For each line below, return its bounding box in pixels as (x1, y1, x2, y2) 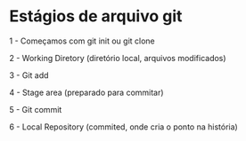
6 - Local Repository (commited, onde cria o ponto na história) (9, 121, 238, 132)
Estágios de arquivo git (9, 6, 183, 27)
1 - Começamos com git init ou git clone (9, 35, 156, 46)
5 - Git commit (9, 104, 62, 114)
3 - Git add (9, 69, 49, 81)
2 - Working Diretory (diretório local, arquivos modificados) (9, 52, 226, 63)
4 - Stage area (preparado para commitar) (9, 87, 164, 98)
